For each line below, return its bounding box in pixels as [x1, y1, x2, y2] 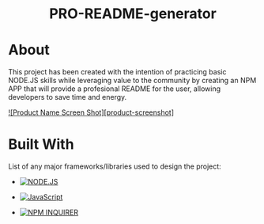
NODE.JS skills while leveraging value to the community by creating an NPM [8, 76, 257, 85]
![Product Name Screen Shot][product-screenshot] [8, 108, 175, 117]
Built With [8, 135, 74, 154]
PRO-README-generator [48, 5, 217, 23]
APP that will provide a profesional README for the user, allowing [8, 84, 221, 93]
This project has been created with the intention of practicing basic [8, 67, 227, 77]
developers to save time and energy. [8, 93, 127, 102]
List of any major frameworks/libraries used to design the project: [8, 161, 221, 171]
